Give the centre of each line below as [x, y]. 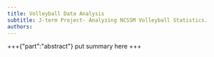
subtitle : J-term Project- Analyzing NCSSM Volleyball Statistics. [108, 20]
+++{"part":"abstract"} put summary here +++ [74, 47]
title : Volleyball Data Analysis [56, 14]
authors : [20, 26]
